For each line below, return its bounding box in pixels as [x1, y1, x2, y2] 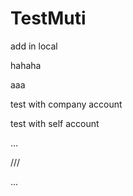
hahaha [10, 59, 42, 71]
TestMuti [10, 7, 87, 30]
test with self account [10, 117, 100, 129]
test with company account [10, 98, 123, 110]
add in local [10, 40, 58, 52]
